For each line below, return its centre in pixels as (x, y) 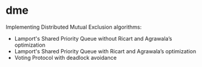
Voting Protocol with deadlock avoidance (66, 57)
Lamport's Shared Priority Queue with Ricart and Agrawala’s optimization (105, 51)
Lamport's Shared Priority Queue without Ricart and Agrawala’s (93, 38)
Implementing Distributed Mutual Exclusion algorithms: (74, 27)
